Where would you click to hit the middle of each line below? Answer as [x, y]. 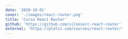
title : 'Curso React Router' [36, 19]
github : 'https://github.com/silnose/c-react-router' [63, 24]
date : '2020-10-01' [26, 10]
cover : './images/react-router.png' [44, 15]
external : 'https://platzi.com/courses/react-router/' [65, 29]
